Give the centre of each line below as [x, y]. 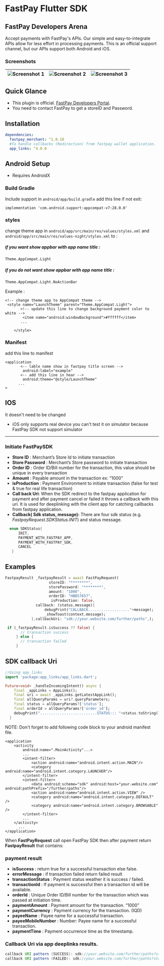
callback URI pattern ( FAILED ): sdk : [43, 959]
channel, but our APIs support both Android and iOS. [58, 49]
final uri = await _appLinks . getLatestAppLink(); [65, 695]
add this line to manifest [29, 353]
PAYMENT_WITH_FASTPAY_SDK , [45, 542]
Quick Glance [26, 91]
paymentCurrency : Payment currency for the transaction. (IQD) [77, 910]
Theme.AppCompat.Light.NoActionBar [41, 282]
